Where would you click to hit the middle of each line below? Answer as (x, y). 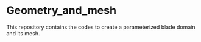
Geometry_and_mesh (62, 10)
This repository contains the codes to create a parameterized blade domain (101, 27)
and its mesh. (23, 33)
